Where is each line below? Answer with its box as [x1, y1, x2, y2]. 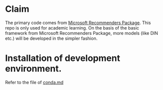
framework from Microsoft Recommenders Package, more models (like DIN [5, 30, 158, 36]
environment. [5, 63, 62, 74]
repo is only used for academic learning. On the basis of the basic [5, 25, 139, 30]
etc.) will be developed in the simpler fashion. [5, 35, 98, 41]
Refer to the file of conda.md [5, 79, 64, 85]
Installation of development [5, 53, 121, 64]
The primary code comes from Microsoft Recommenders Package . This [5, 20, 151, 26]
